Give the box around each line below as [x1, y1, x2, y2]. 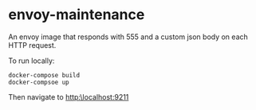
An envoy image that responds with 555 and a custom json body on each [8, 32, 249, 41]
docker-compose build [8, 71, 81, 79]
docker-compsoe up [8, 78, 69, 86]
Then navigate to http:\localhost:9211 [8, 92, 129, 101]
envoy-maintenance [8, 6, 145, 24]
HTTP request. [8, 40, 57, 49]
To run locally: [8, 56, 55, 65]
